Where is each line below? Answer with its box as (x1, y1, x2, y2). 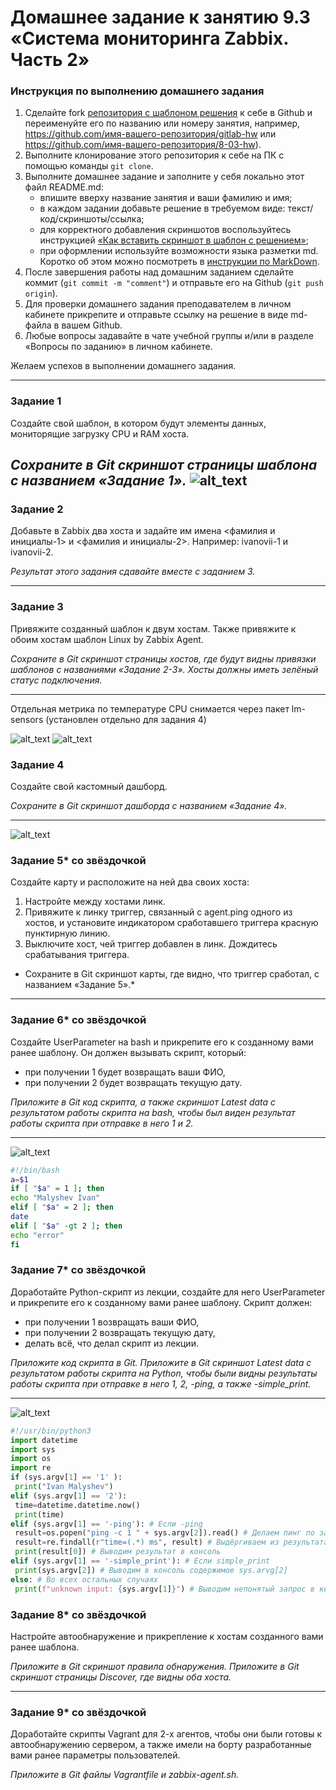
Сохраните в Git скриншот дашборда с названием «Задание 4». (10, 800, 288, 812)
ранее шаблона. (10, 1641, 80, 1653)
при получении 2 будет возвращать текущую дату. (24, 1076, 243, 1088)
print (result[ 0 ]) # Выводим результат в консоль (14, 1547, 222, 1557)
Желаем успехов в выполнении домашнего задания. (10, 360, 237, 372)
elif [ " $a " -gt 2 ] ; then (10, 1221, 123, 1231)
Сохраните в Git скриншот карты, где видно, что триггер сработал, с (24, 968, 320, 980)
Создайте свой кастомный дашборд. (10, 781, 168, 793)
